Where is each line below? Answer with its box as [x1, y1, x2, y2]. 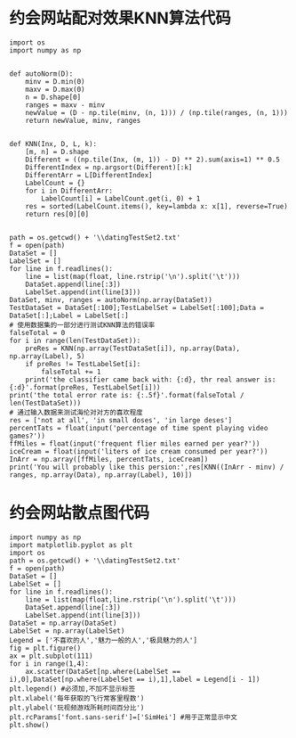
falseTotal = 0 [9, 328, 66, 337]
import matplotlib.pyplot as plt [9, 540, 133, 549]
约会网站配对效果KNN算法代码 [9, 8, 231, 29]
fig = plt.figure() [9, 644, 82, 652]
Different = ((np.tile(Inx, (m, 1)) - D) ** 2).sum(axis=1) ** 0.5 [25, 155, 280, 164]
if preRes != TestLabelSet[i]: [25, 359, 141, 368]
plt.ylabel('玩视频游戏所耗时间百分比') [9, 703, 145, 712]
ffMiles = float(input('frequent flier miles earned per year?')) [9, 439, 260, 448]
